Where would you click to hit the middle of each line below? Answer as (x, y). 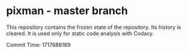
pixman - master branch (67, 11)
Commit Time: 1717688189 (38, 45)
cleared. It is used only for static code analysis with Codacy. (80, 33)
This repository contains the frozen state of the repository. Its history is (93, 27)
